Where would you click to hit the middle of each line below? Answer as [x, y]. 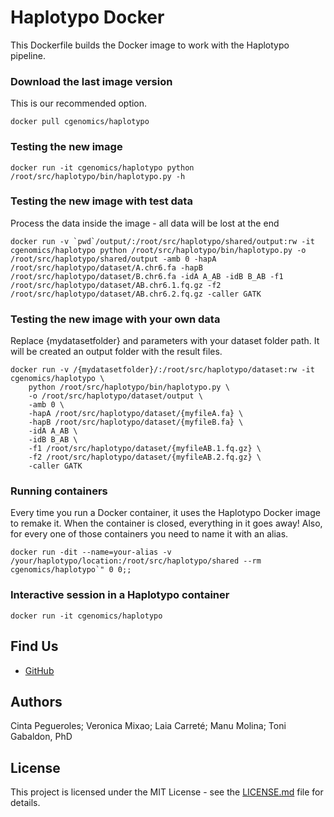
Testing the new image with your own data [115, 319]
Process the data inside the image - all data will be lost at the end [145, 223]
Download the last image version [91, 81]
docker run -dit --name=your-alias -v [91, 552]
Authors [36, 701]
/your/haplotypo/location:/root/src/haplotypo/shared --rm [136, 561]
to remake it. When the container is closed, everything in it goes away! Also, [166, 523]
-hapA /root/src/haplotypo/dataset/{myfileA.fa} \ [136, 414]
